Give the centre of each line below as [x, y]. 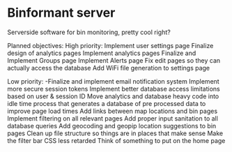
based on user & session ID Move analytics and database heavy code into [113, 96]
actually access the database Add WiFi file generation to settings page [109, 68]
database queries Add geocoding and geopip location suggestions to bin [112, 126]
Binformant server [61, 13]
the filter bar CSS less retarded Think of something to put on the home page [116, 140]
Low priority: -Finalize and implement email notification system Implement [113, 81]
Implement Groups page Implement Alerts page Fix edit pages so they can [114, 60]
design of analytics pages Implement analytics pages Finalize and [102, 53]
